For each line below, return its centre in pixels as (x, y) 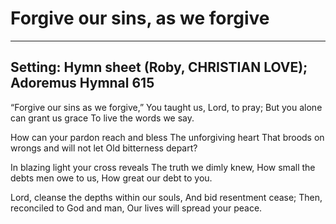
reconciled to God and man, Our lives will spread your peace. (136, 208)
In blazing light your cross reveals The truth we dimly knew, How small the (163, 167)
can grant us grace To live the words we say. (102, 118)
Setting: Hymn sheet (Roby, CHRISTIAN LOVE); (159, 67)
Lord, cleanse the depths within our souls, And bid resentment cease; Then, (166, 197)
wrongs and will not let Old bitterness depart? (104, 148)
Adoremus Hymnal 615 (82, 83)
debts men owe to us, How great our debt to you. (111, 178)
